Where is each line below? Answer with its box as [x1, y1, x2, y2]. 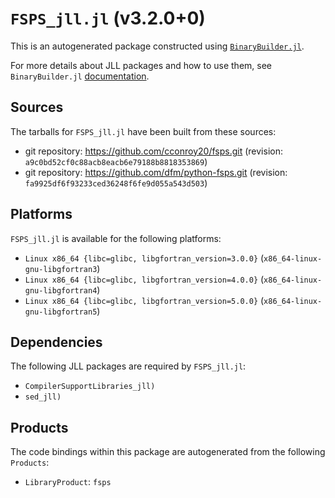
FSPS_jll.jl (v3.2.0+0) [10, 7, 206, 30]
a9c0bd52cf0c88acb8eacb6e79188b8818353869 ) [24, 155, 208, 167]
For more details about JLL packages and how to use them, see [10, 59, 273, 71]
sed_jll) [24, 392, 62, 402]
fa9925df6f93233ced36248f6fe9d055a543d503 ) [24, 177, 208, 189]
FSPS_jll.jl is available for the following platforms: [10, 232, 222, 244]
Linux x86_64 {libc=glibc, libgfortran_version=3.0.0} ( [24, 252, 265, 264]
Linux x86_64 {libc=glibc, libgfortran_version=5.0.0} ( [24, 294, 265, 306]
